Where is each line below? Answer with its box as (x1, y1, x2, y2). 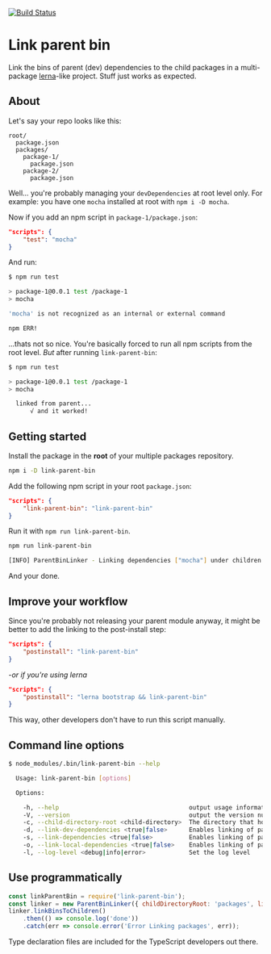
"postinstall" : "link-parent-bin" (23, 647, 139, 655)
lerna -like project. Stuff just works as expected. (39, 71, 197, 81)
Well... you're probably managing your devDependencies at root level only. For (8, 188, 263, 198)
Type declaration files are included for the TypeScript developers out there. (8, 937, 259, 946)
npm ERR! (8, 324, 38, 333)
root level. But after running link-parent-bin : (8, 347, 157, 357)
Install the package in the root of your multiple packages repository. (8, 450, 234, 460)
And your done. (8, 571, 60, 581)
